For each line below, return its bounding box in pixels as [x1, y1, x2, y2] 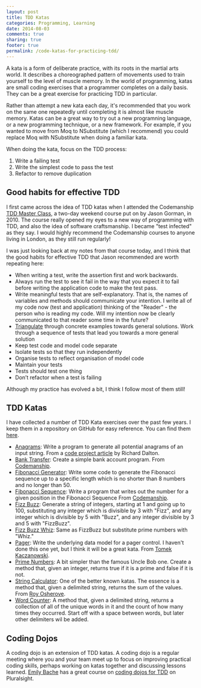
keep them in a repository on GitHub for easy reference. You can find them [6, 425, 191, 432]
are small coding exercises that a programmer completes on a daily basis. [6, 84, 188, 91]
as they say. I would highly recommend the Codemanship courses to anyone [6, 229, 195, 236]
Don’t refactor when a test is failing [14, 374, 102, 381]
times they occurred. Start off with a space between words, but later [14, 609, 184, 617]
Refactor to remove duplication [14, 170, 92, 177]
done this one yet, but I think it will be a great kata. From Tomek [14, 545, 172, 553]
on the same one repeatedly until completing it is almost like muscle [6, 108, 174, 115]
